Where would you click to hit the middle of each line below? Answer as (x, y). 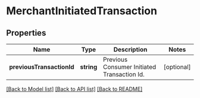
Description (130, 50)
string (89, 67)
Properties (26, 33)
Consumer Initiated (130, 67)
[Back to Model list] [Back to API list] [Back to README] (74, 89)
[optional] (177, 67)
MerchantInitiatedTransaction (82, 11)
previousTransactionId (42, 67)
